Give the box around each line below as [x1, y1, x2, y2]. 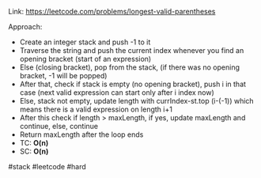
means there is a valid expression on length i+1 [19, 104, 172, 114]
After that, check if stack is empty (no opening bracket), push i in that [19, 79, 247, 89]
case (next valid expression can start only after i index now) [19, 88, 215, 97]
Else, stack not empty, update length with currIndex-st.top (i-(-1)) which [19, 97, 255, 105]
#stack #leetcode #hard [8, 162, 87, 171]
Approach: [8, 22, 43, 31]
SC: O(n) [19, 146, 49, 156]
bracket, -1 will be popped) [19, 71, 108, 80]
